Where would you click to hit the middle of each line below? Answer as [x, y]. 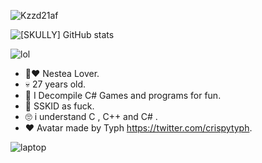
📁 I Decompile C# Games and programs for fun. [123, 95]
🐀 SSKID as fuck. [59, 106]
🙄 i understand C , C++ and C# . [91, 116]
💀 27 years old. [55, 84]
